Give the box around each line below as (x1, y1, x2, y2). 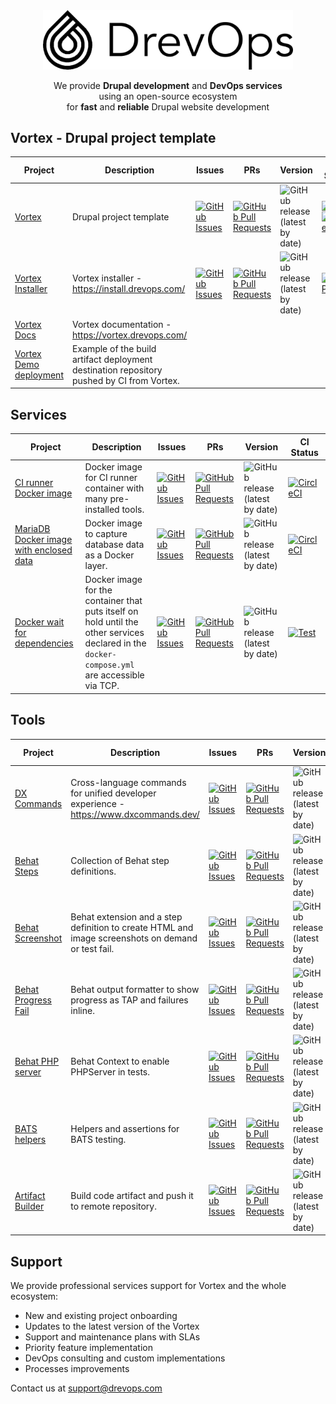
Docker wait (14, 616, 65, 628)
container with (84, 482, 145, 494)
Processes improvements (24, 1363, 130, 1375)
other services (84, 627, 145, 639)
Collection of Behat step (70, 854, 170, 866)
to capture (84, 528, 128, 540)
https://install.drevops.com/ (71, 283, 186, 295)
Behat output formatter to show (70, 983, 200, 995)
